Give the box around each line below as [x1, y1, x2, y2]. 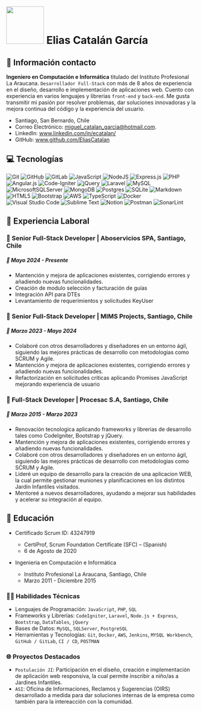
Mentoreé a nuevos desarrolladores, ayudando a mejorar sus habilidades [14, 489, 196, 496]
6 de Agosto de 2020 [23, 547, 77, 554]
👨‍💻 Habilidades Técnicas [6, 592, 80, 600]
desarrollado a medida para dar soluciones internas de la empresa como [14, 692, 195, 699]
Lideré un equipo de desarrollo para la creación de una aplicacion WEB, [14, 470, 193, 477]
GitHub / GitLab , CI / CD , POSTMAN [14, 637, 100, 644]
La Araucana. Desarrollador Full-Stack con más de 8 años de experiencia [6, 80, 192, 87]
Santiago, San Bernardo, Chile [14, 117, 90, 124]
